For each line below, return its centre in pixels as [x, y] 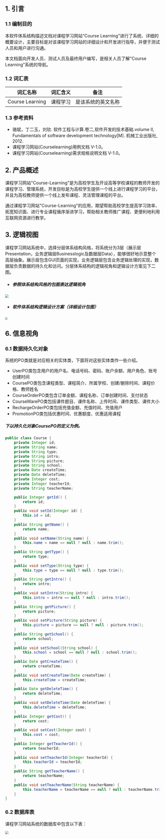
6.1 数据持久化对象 [27, 349]
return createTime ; [43, 666]
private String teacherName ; [44, 488]
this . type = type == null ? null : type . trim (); [73, 570]
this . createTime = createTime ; [55, 680]
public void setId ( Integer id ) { [48, 511]
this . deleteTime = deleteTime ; [55, 707]
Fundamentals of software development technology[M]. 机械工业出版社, [85, 136]
